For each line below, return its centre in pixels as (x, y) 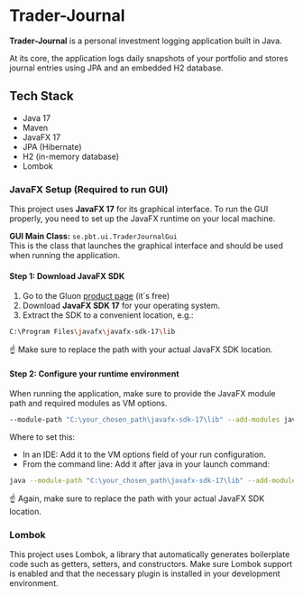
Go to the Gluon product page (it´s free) (96, 296)
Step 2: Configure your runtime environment (94, 373)
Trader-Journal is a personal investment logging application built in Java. (146, 41)
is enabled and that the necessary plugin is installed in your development (145, 573)
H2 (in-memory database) (71, 156)
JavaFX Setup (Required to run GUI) (89, 189)
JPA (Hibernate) (52, 146)
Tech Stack (41, 96)
